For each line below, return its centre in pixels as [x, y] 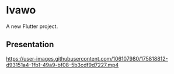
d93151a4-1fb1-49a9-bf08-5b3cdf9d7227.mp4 [62, 65]
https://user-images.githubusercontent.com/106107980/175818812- [87, 58]
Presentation [30, 45]
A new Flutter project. [32, 26]
